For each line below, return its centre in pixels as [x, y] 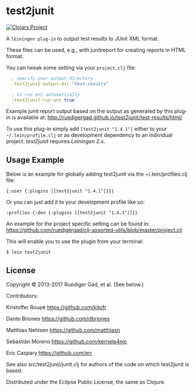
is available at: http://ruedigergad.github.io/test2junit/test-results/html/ [97, 117]
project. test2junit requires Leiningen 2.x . [56, 141]
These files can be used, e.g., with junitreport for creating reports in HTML [96, 50]
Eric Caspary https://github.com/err [49, 353]
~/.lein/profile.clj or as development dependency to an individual [89, 135]
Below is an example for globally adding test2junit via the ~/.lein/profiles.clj [97, 174]
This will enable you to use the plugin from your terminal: [75, 241]
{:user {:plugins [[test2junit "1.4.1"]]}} [60, 191]
